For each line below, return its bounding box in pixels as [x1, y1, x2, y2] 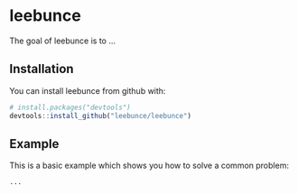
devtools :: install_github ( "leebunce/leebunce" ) [9, 111, 192, 120]
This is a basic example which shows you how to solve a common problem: [9, 160, 289, 171]
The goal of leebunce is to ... [9, 35, 116, 46]
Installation [9, 61, 74, 77]
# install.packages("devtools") [9, 103, 131, 112]
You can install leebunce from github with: [9, 85, 166, 96]
